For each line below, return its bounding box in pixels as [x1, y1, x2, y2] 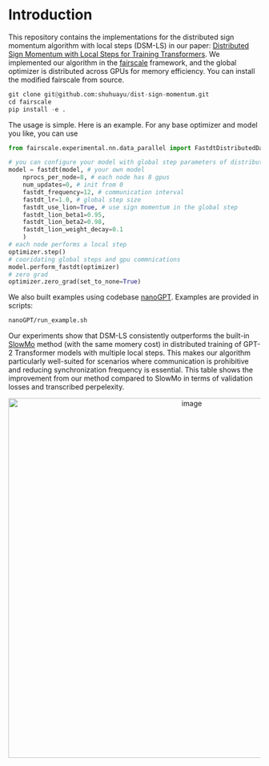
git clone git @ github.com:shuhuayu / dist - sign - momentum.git [8, 90, 210, 98]
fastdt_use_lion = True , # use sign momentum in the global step [22, 203, 239, 211]
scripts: [8, 301, 34, 311]
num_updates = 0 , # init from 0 [22, 181, 124, 189]
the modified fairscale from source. [8, 75, 125, 84]
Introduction [8, 6, 93, 24]
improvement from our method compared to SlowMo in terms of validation [8, 373, 254, 383]
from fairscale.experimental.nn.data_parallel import [8, 144, 192, 152]
